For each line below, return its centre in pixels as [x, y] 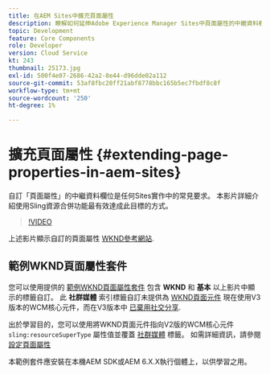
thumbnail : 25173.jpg [45, 68]
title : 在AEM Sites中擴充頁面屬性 [61, 16]
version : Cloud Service [48, 53]
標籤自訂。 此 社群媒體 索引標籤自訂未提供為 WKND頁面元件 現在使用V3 [141, 297]
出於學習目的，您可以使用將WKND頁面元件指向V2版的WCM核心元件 [121, 324]
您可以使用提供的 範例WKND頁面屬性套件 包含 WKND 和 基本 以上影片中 [128, 287]
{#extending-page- [162, 155]
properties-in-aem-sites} [95, 173]
